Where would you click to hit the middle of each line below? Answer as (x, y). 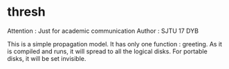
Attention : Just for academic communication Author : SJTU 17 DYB (103, 31)
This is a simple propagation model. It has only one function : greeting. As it (115, 44)
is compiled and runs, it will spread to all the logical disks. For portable (107, 51)
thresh (27, 12)
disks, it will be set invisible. (47, 58)
